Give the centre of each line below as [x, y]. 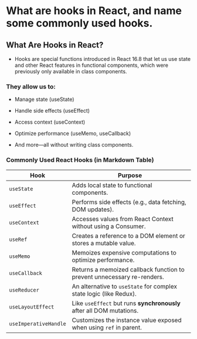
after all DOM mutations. [105, 310]
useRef [18, 239]
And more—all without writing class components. [74, 145]
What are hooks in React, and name [94, 11]
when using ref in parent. [107, 327]
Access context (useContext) [50, 122]
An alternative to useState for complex [125, 286]
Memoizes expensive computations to [124, 252]
